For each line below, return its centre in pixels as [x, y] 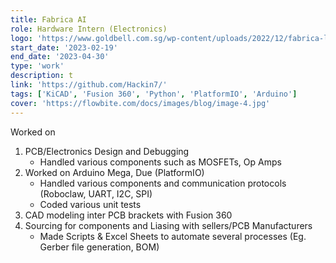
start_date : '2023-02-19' [64, 47]
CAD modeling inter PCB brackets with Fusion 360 [128, 215]
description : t [42, 76]
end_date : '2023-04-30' [60, 57]
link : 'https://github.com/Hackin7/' [89, 85]
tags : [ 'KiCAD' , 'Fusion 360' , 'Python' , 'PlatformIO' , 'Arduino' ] [154, 94]
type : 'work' [37, 66]
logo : [21, 38]
